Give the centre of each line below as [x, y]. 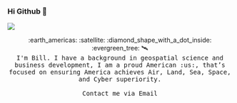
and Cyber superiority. [120, 80]
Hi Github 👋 [27, 11]
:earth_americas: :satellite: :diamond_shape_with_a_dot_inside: [120, 40]
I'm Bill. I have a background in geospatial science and [120, 58]
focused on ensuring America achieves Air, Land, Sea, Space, [120, 72]
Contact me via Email [120, 94]
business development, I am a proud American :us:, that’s [120, 65]
